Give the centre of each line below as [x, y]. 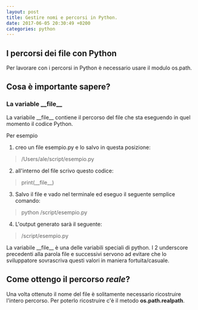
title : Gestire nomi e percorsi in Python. [62, 18]
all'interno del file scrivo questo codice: [64, 171]
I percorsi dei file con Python [61, 53]
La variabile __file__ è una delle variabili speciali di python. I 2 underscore [97, 247]
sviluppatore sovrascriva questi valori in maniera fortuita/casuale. [88, 260]
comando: [28, 200]
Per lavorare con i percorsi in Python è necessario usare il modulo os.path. [99, 68]
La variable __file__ [34, 104]
